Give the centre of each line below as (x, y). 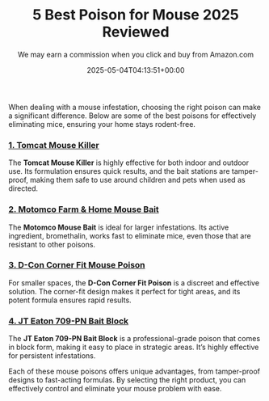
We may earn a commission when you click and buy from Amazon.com (136, 54)
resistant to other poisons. (52, 244)
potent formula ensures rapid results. (70, 300)
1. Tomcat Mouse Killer (54, 145)
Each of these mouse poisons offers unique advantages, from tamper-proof (134, 371)
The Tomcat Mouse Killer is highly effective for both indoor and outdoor (129, 163)
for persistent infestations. (52, 356)
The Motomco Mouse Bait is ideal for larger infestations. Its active (119, 227)
